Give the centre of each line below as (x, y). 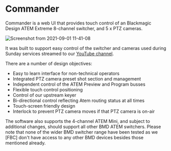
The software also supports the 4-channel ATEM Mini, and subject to (78, 121)
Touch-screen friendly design (44, 106)
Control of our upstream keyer (44, 95)
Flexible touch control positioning (48, 89)
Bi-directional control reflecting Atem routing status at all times (78, 100)
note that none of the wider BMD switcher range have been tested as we (82, 132)
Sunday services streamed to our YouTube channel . (59, 54)
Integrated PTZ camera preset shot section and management (77, 79)
